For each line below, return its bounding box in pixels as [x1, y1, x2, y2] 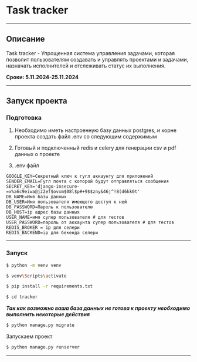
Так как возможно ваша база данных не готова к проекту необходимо [6, 305, 191, 312]
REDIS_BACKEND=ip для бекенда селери [6, 230, 98, 236]
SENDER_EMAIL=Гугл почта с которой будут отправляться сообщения [6, 178, 169, 185]
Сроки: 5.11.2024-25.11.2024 [6, 73, 79, 80]
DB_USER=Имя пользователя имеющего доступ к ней [6, 199, 127, 205]
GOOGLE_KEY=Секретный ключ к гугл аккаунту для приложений [6, 174, 154, 180]
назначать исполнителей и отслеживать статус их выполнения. [6, 62, 166, 69]
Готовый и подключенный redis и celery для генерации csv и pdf [14, 144, 176, 151]
